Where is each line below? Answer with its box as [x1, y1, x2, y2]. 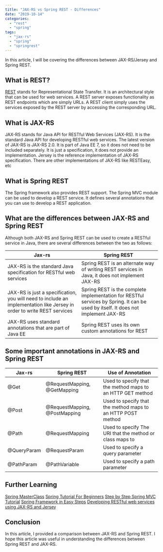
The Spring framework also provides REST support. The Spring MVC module [5, 190, 158, 196]
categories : [5, 16, 29, 21]
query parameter [103, 450, 142, 456]
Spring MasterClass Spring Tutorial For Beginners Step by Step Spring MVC [5, 493, 156, 499]
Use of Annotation [107, 369, 151, 376]
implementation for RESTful [81, 292, 144, 299]
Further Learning [5, 481, 57, 489]
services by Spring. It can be [81, 298, 147, 305]
